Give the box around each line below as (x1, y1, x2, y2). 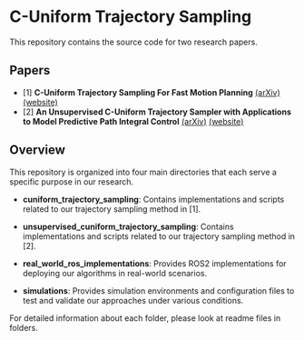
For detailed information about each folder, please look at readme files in (9, 312, 281, 324)
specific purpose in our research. (9, 175, 134, 187)
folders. (9, 322, 38, 333)
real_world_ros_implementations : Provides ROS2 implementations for (22, 257, 288, 269)
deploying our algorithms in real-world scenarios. (22, 267, 207, 278)
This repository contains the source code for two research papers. (9, 36, 259, 47)
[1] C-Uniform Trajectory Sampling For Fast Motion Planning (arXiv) (22, 86, 281, 97)
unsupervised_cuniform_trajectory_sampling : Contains (22, 221, 234, 232)
